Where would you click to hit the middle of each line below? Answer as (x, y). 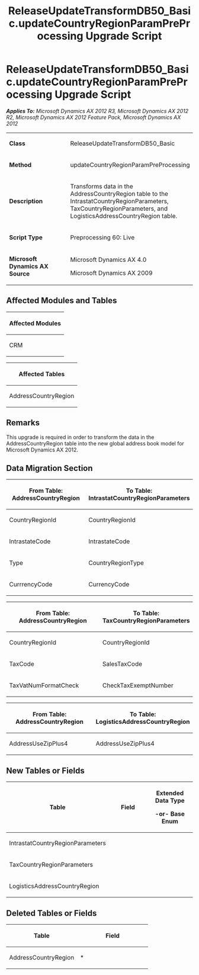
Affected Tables (42, 374)
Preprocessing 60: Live (102, 237)
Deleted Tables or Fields (52, 913)
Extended (170, 793)
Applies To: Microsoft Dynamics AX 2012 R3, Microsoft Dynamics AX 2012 (97, 111)
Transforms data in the (102, 186)
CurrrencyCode (31, 585)
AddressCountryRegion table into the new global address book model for (95, 443)
